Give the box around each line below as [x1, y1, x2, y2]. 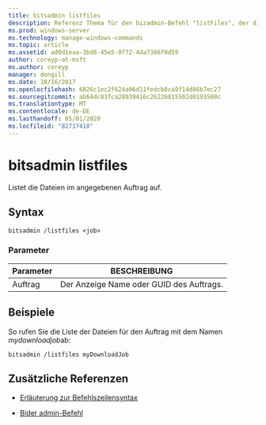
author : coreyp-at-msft [8, 56, 87, 64]
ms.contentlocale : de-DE [8, 108, 90, 116]
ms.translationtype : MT [8, 100, 87, 108]
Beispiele [8, 306, 55, 320]
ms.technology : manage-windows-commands [8, 33, 144, 42]
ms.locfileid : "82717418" [8, 122, 93, 130]
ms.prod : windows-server [8, 26, 90, 34]
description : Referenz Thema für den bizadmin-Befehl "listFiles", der [8, 19, 249, 27]
